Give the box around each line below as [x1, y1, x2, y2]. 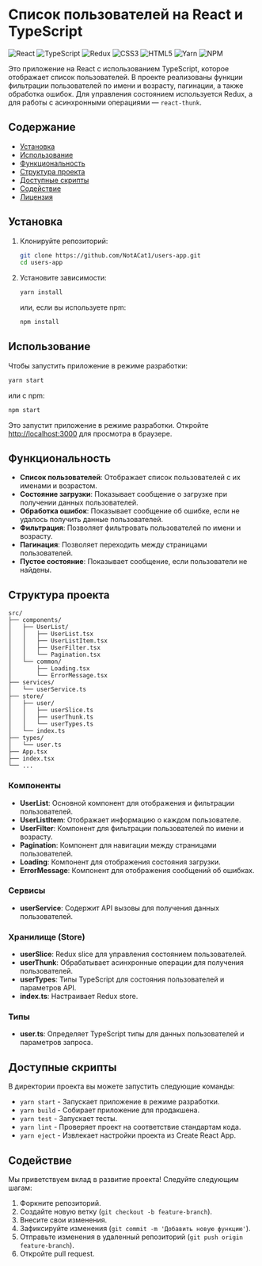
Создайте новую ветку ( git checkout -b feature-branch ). [19, 1207, 212, 1217]
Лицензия [19, 192, 54, 201]
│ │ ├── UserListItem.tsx [8, 637, 108, 645]
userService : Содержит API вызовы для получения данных [19, 903, 220, 913]
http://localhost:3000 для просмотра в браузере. [8, 429, 173, 438]
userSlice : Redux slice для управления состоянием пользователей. [19, 949, 247, 959]
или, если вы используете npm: [19, 303, 127, 312]
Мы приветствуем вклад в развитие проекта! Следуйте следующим [8, 1175, 239, 1184]
